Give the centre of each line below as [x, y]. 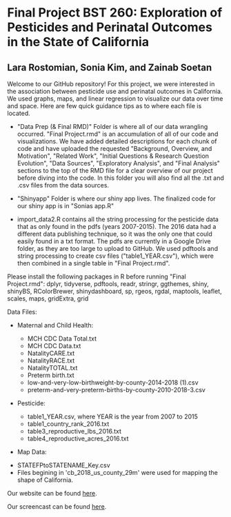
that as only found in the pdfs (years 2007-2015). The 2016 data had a [117, 226]
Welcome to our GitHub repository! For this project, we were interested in [111, 84]
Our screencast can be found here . [57, 507]
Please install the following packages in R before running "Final [97, 276]
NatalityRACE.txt [51, 361]
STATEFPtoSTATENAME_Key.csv [63, 465]
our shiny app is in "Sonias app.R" [66, 206]
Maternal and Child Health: [55, 325]
